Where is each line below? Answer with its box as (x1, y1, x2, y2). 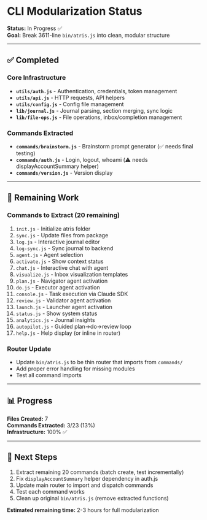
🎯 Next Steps (7, 452, 58, 462)
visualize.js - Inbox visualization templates (15, 270, 128, 278)
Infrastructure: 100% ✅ (7, 428, 68, 435)
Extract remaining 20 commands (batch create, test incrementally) (15, 468, 184, 476)
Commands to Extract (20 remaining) (7, 211, 120, 220)
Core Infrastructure (7, 74, 66, 82)
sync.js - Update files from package (15, 231, 109, 239)
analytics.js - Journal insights (15, 316, 95, 323)
